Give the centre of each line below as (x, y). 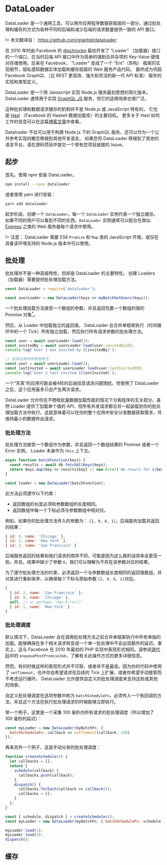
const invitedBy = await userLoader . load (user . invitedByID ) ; (70, 345)
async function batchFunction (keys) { (45, 460)
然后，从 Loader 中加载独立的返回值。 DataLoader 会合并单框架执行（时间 (81, 325)
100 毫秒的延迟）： (24, 719)
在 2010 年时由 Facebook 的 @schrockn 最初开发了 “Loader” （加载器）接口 (83, 50)
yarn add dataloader (27, 204)
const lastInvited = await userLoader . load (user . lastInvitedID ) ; (74, 368)
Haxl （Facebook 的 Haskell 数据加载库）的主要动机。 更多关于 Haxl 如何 (85, 115)
